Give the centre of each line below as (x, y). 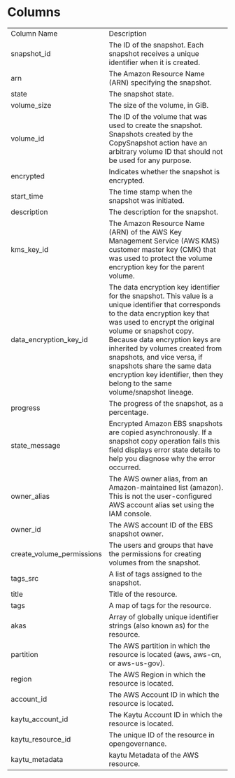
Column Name (34, 34)
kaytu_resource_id (41, 739)
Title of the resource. (143, 594)
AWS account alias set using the (162, 504)
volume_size (31, 105)
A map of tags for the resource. (160, 605)
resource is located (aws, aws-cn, (165, 654)
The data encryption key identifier (164, 287)
